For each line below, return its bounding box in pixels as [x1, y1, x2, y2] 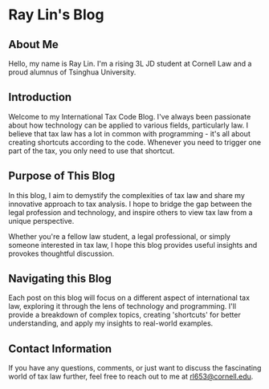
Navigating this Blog [8, 272, 112, 286]
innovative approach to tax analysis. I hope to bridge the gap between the [8, 199, 252, 209]
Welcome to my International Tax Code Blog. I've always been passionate [8, 111, 251, 121]
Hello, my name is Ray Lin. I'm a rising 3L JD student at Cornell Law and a [8, 59, 252, 68]
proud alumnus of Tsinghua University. [8, 67, 137, 77]
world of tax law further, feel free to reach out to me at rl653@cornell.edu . [8, 371, 254, 382]
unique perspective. [8, 216, 75, 225]
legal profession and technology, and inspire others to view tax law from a [8, 207, 253, 217]
